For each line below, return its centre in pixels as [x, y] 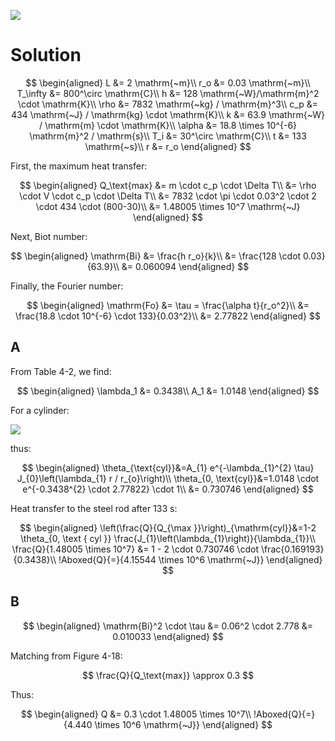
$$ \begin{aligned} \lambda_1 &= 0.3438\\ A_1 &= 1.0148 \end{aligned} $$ [168, 391]
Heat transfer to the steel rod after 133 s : [94, 508]
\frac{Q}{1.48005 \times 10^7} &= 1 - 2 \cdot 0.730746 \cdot [135, 549]
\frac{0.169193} [292, 549]
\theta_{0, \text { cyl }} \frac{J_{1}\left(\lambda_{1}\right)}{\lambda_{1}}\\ [168, 538]
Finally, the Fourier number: [67, 286]
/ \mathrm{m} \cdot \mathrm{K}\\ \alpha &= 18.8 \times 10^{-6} [168, 125]
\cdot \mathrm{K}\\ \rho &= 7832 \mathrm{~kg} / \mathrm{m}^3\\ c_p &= [168, 104]
